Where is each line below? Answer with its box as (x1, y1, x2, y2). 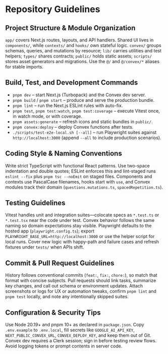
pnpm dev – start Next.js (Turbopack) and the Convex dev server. (12, 92, 146, 98)
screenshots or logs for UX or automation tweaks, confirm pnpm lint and (5, 288, 156, 294)
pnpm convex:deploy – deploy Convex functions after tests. (12, 124, 134, 130)
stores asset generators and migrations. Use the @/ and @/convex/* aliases (5, 58, 160, 64)
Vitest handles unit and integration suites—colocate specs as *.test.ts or (5, 212, 159, 218)
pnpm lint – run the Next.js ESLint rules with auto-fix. (12, 102, 123, 108)
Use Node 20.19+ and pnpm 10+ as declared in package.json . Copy (5, 322, 145, 328)
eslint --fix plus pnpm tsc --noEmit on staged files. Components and (5, 173, 152, 180)
